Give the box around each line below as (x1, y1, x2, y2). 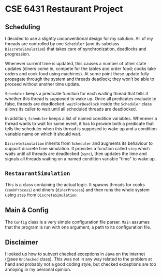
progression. (5, 51, 30, 57)
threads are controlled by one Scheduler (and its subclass (5, 41, 119, 47)
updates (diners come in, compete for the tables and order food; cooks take (5, 66, 156, 71)
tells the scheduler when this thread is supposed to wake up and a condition (5, 126, 157, 132)
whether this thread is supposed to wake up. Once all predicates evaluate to (5, 96, 157, 102)
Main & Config (5, 206, 49, 214)
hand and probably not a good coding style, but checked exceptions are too (5, 261, 156, 267)
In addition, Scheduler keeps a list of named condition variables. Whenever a (5, 116, 157, 121)
